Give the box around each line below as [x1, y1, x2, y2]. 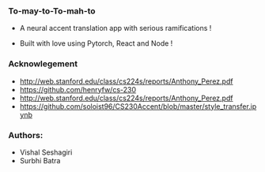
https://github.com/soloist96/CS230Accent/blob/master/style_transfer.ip [19, 101, 257, 111]
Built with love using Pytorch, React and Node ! [19, 39, 173, 48]
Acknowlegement [8, 58, 78, 69]
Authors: [8, 129, 44, 140]
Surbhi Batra [19, 155, 61, 165]
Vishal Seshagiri [19, 148, 73, 157]
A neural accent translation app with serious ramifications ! [19, 24, 212, 33]
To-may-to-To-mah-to [8, 6, 97, 17]
